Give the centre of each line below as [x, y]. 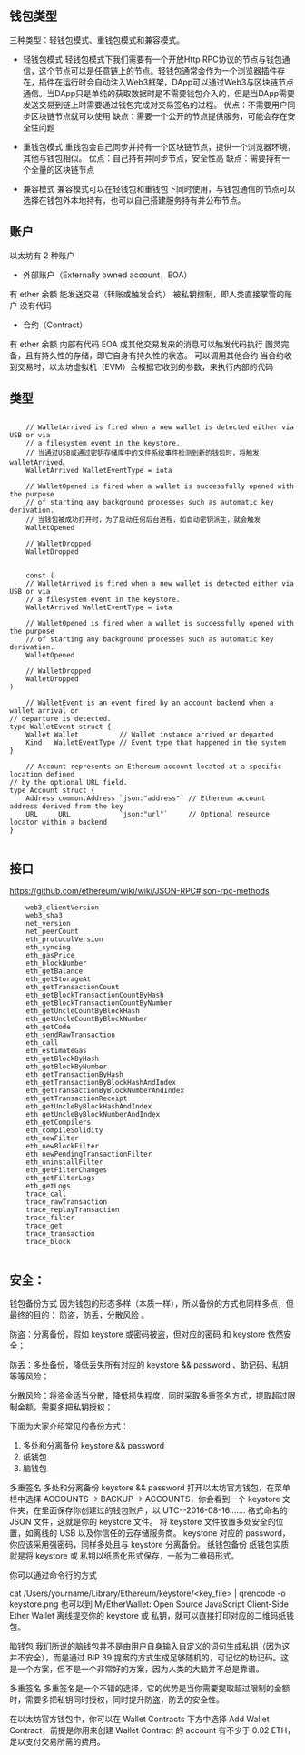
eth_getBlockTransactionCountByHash [95, 995]
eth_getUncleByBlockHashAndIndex [89, 1107]
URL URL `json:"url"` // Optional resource [148, 815]
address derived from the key [67, 807]
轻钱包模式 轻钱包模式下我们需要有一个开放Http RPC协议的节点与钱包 [152, 59]
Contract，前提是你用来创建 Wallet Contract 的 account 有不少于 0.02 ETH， [152, 1730]
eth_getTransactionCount [73, 988]
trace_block [48, 1242]
